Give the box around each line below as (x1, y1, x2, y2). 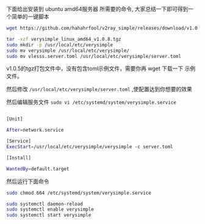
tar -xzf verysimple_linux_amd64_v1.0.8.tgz (6, 36, 121, 42)
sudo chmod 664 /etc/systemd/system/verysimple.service (6, 190, 151, 196)
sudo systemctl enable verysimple (6, 206, 95, 212)
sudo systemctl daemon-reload (6, 201, 84, 207)
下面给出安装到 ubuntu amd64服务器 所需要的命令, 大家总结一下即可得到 (6, 5, 189, 12)
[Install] (6, 154, 32, 161)
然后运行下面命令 (6, 178, 49, 185)
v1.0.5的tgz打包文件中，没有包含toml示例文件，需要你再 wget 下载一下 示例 (6, 65, 196, 72)
